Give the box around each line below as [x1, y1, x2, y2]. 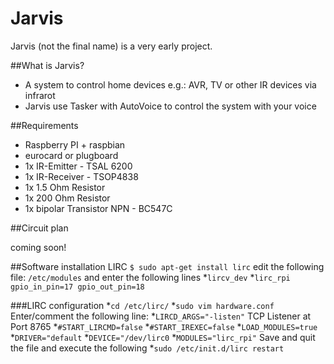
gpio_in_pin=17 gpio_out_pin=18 [10, 282, 145, 292]
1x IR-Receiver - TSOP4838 [24, 170, 139, 182]
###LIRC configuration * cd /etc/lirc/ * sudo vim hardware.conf [10, 299, 275, 311]
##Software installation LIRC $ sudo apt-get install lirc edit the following [10, 260, 325, 272]
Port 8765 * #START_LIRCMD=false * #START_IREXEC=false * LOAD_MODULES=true [10, 320, 318, 332]
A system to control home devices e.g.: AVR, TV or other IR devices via [24, 78, 317, 91]
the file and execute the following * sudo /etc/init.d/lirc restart [10, 342, 285, 354]
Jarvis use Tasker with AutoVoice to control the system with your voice [24, 100, 317, 112]
